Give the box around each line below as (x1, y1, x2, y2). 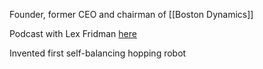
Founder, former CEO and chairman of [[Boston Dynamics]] (9, 9, 254, 20)
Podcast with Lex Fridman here (9, 28, 137, 39)
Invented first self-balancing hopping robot (9, 47, 187, 59)
